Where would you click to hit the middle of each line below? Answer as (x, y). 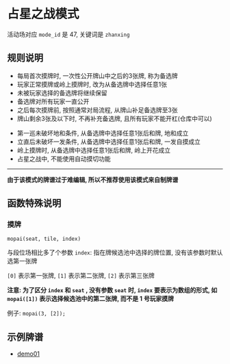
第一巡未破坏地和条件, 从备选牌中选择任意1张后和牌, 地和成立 (103, 133)
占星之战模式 (43, 14)
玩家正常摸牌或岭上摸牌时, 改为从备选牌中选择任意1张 (92, 84)
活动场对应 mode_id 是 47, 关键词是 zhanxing (68, 34)
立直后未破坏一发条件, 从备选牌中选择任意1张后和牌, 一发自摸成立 (108, 142)
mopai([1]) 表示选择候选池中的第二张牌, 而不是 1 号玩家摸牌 (91, 299)
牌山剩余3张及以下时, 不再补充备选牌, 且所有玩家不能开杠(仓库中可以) (114, 118)
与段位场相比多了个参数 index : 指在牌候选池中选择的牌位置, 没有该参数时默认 (115, 252)
